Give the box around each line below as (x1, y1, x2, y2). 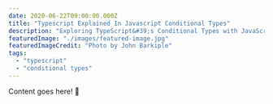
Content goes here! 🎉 (8, 86, 80, 96)
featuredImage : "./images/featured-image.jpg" (8, 34, 169, 43)
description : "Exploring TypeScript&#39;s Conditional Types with (8, 27, 238, 35)
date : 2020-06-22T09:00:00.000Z (8, 11, 118, 20)
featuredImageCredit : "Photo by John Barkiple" (8, 42, 173, 50)
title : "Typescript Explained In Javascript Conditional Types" (8, 19, 231, 27)
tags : (8, 49, 27, 57)
